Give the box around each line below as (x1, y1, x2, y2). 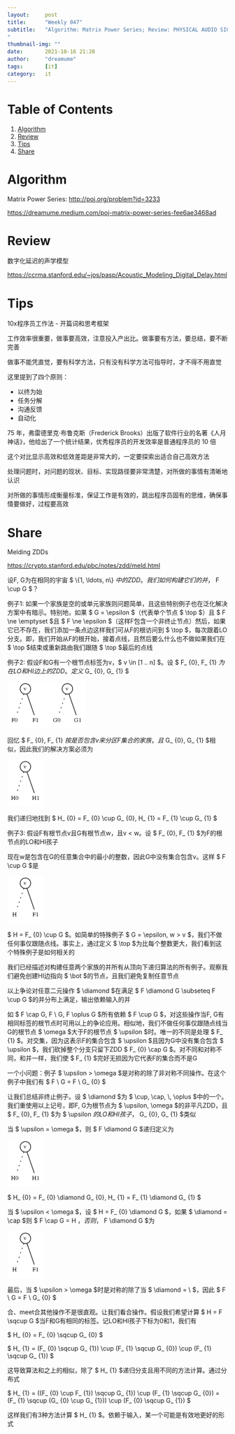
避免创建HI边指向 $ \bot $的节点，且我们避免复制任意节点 (13, 972, 180, 980)
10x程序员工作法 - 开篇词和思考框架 (7, 319, 110, 328)
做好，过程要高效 (19, 499, 69, 508)
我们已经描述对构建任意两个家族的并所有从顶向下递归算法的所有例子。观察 (7, 963, 222, 972)
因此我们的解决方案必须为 (19, 745, 93, 753)
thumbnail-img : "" (7, 41, 61, 48)
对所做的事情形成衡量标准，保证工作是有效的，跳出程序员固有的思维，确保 (7, 491, 222, 499)
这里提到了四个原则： (7, 373, 69, 381)
